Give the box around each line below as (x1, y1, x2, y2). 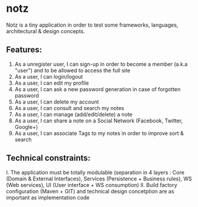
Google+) (14, 123, 38, 130)
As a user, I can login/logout (14, 73, 83, 80)
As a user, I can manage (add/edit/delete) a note (14, 111, 133, 118)
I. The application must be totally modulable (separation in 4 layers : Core (6, 169, 185, 176)
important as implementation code (6, 194, 90, 201)
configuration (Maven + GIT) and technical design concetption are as (6, 187, 174, 195)
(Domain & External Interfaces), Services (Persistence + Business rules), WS (6, 175, 192, 182)
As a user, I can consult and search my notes (14, 104, 125, 111)
